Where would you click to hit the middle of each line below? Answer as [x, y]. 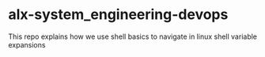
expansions [27, 44]
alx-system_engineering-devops [118, 15]
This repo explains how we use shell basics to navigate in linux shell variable [133, 36]
